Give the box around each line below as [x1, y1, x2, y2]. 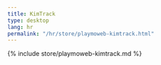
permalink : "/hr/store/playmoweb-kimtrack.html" [7, 30, 155, 37]
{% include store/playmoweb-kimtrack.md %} [7, 49, 142, 58]
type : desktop [7, 17, 50, 24]
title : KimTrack [7, 10, 56, 18]
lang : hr [7, 23, 33, 30]
